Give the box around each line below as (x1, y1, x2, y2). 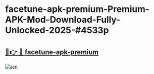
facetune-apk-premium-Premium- (5, 3, 150, 15)
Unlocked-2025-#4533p (5, 25, 109, 36)
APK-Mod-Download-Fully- (5, 14, 120, 25)
